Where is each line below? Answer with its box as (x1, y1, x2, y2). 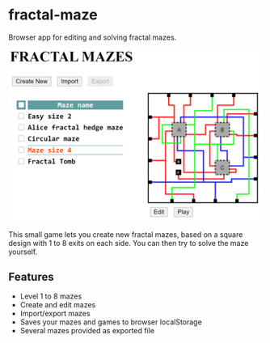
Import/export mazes (19, 309, 91, 319)
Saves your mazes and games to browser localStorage (19, 317, 202, 327)
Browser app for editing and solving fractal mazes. (8, 32, 177, 42)
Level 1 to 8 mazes (19, 291, 82, 301)
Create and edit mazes (19, 300, 96, 310)
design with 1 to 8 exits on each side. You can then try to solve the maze (8, 238, 249, 248)
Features (8, 269, 54, 284)
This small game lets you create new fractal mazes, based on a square (8, 229, 243, 239)
